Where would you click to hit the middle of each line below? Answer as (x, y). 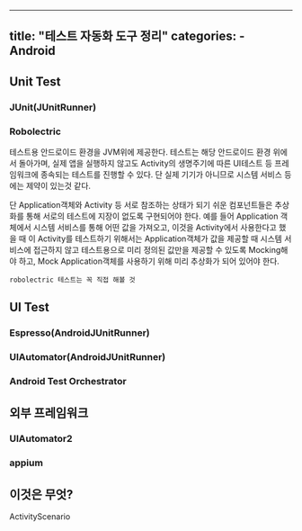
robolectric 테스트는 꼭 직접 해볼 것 (72, 280)
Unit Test (35, 81)
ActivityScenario (40, 517)
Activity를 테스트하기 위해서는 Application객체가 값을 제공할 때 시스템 (160, 238)
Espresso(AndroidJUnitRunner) (80, 333)
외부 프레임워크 (49, 413)
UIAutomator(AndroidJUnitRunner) (88, 357)
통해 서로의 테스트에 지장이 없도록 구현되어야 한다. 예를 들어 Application (152, 216)
